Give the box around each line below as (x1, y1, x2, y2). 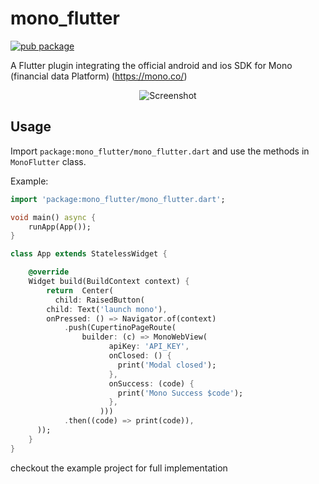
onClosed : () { (108, 351, 172, 361)
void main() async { (10, 212, 97, 222)
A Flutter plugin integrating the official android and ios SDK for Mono (10, 59, 293, 71)
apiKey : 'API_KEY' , (108, 342, 190, 352)
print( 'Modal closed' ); (117, 360, 217, 370)
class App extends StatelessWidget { (10, 249, 168, 259)
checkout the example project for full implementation (10, 462, 228, 474)
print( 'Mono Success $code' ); (117, 388, 244, 398)
